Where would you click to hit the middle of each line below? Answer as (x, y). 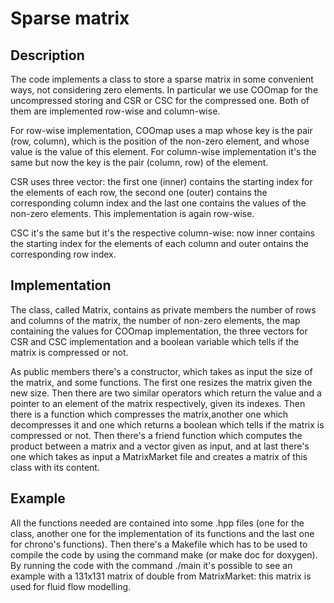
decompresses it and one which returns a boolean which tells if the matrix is (167, 424)
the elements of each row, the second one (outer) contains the (139, 192)
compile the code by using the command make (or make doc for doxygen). (164, 554)
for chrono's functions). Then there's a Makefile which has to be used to (159, 544)
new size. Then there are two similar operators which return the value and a (166, 393)
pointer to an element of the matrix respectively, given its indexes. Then (158, 403)
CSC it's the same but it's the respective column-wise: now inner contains (162, 233)
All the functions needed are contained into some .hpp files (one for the (157, 523)
